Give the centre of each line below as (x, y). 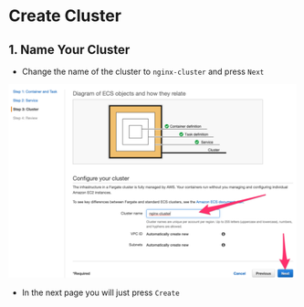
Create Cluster (65, 16)
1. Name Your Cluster (69, 50)
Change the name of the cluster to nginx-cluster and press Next (143, 71)
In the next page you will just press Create (100, 292)
